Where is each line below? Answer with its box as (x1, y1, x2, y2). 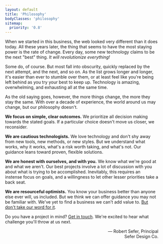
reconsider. (5, 124, 28, 130)
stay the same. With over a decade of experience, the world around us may (5, 99, 156, 105)
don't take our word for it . (5, 204, 56, 210)
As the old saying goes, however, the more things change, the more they (5, 94, 151, 100)
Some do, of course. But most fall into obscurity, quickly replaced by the (5, 64, 150, 70)
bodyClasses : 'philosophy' (5, 16, 60, 21)
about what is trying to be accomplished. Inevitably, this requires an (5, 169, 141, 175)
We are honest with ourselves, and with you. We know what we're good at (5, 159, 157, 164)
